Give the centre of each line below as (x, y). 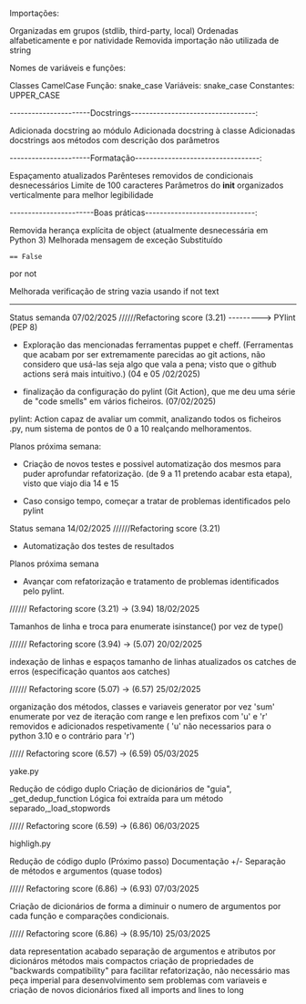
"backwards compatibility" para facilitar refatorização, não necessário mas (150, 971)
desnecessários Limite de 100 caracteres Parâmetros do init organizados (147, 185)
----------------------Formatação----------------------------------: (136, 158)
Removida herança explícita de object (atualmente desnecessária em (139, 230)
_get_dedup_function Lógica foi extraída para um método (117, 798)
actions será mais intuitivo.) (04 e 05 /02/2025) (111, 374)
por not (23, 274)
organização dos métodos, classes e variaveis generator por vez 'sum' (142, 707)
